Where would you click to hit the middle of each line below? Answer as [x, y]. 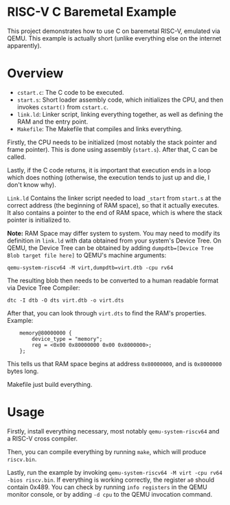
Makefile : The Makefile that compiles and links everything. [100, 128]
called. [16, 157]
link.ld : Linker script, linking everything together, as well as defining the [120, 114]
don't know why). [32, 184]
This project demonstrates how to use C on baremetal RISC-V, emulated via [114, 31]
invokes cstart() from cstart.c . [62, 106]
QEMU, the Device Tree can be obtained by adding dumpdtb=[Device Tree [111, 247]
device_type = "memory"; [67, 339]
